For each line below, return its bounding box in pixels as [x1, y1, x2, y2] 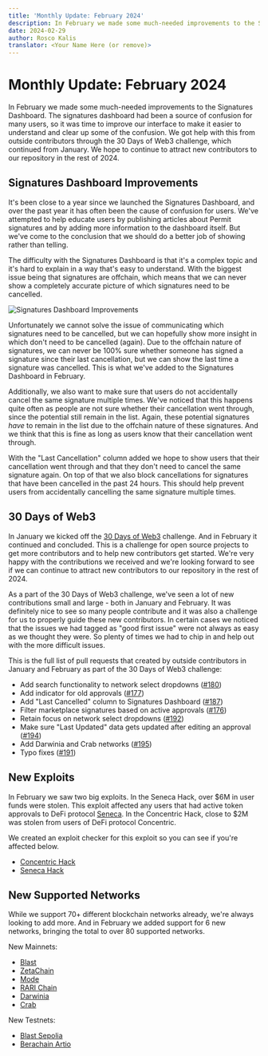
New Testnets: [8, 1015, 56, 1025]
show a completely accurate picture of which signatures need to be [8, 280, 230, 290]
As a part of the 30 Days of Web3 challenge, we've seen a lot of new [8, 589, 235, 599]
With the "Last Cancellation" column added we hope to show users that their [8, 453, 260, 462]
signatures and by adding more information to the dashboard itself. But [8, 223, 241, 232]
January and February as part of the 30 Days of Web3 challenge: [8, 664, 223, 673]
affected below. [8, 841, 60, 851]
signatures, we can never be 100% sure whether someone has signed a [8, 345, 243, 355]
